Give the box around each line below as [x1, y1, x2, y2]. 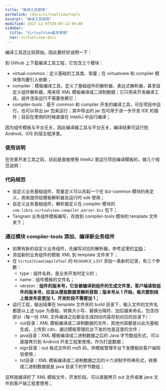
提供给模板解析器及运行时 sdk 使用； [29, 195, 105, 201]
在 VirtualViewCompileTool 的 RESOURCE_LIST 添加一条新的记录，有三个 [12, 258, 156, 264]
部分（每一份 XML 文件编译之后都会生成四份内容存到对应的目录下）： [12, 313, 153, 319]
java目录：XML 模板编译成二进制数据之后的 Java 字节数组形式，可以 [19, 332, 160, 338]
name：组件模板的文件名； [19, 276, 75, 282]
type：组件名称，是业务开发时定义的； [19, 270, 99, 276]
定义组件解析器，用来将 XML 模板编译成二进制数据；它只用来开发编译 [12, 89, 155, 95]
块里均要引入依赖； [12, 77, 52, 82]
